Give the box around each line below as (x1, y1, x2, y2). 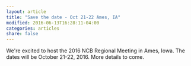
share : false (6, 31, 39, 37)
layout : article (6, 8, 46, 15)
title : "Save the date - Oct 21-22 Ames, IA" (6, 14, 120, 20)
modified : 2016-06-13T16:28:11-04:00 (6, 20, 100, 26)
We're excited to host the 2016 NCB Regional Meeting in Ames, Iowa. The (6, 47, 186, 54)
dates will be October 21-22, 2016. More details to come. (6, 54, 144, 61)
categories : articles (6, 25, 60, 32)
